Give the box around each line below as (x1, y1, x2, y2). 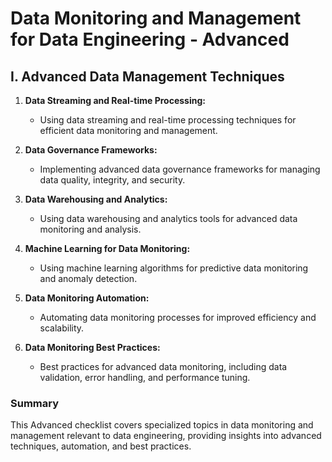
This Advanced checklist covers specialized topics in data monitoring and (10, 419, 314, 431)
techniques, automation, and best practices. (10, 440, 192, 452)
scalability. (39, 322, 85, 334)
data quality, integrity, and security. (39, 174, 186, 186)
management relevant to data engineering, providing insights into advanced (10, 430, 322, 442)
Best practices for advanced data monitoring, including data (39, 361, 288, 372)
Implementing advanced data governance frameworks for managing (39, 163, 321, 175)
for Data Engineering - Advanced (10, 28, 290, 51)
